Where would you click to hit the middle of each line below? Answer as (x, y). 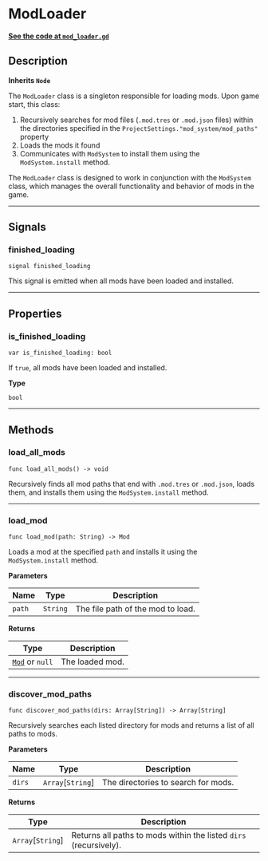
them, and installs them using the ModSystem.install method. (108, 492)
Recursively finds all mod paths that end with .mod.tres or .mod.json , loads (132, 484)
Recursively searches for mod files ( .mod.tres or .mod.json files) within (136, 120)
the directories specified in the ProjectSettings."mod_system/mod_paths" (139, 128)
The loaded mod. (93, 662)
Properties (35, 313)
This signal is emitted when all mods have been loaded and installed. (121, 281)
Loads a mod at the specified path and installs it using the (103, 552)
